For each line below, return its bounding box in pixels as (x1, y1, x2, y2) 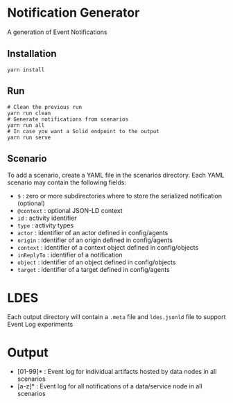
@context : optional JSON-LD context (17, 207, 123, 215)
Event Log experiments (7, 320, 74, 329)
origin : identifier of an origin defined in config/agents (17, 236, 173, 244)
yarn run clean (7, 110, 51, 117)
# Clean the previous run (7, 103, 82, 110)
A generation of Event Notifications (7, 28, 107, 36)
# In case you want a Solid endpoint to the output (7, 128, 159, 135)
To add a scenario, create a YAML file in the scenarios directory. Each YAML (7, 171, 225, 180)
